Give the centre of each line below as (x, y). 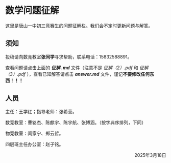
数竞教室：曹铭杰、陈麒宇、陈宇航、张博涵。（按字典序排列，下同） (76, 122)
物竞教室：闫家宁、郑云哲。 (34, 133)
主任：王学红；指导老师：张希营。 (41, 111)
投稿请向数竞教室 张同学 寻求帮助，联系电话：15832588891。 (69, 56)
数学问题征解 (32, 11)
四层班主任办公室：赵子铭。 (34, 144)
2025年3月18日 (150, 155)
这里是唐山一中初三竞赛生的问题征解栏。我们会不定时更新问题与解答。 (79, 26)
